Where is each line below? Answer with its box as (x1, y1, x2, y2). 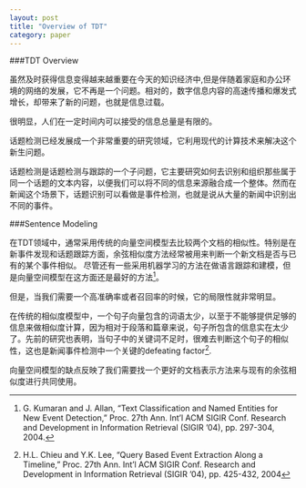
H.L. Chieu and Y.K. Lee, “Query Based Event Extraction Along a (22, 449, 264, 460)
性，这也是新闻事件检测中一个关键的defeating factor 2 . (9, 343, 212, 356)
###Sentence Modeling (9, 219, 98, 229)
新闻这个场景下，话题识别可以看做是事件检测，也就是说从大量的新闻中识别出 (9, 188, 297, 200)
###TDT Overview (9, 56, 79, 66)
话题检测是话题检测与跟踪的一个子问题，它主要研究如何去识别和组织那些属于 (9, 166, 297, 178)
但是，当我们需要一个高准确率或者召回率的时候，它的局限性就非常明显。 (9, 291, 280, 302)
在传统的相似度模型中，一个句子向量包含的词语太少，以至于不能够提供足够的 (9, 310, 297, 321)
